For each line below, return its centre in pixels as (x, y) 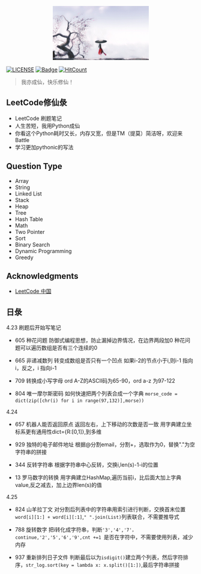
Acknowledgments (43, 276)
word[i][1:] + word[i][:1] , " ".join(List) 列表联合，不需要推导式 (97, 517)
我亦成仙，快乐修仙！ (47, 82)
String (22, 187)
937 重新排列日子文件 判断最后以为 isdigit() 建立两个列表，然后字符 (99, 557)
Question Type (34, 166)
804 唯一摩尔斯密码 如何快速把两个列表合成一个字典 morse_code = (96, 393)
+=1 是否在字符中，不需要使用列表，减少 (143, 537)
